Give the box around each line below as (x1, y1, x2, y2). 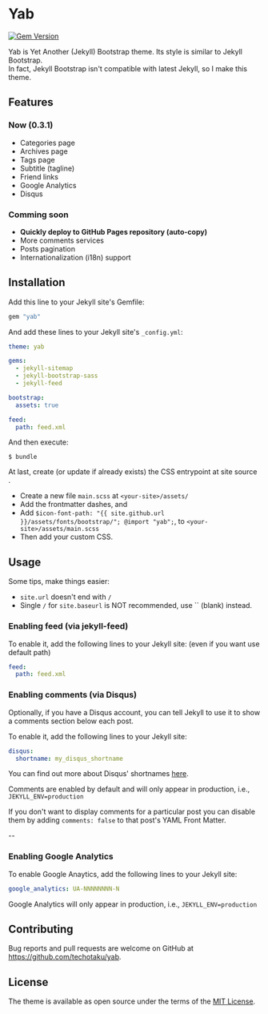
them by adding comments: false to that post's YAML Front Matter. (8, 815, 226, 825)
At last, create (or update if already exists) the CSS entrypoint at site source (8, 467, 258, 477)
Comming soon (8, 209, 70, 220)
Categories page (19, 138, 76, 147)
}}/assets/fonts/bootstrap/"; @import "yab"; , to (19, 517, 186, 526)
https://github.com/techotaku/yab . (8, 952, 122, 962)
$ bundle (8, 453, 38, 461)
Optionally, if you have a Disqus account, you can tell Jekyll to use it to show (8, 707, 261, 717)
